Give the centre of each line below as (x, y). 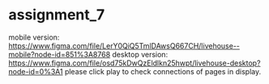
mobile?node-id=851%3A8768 (60, 54)
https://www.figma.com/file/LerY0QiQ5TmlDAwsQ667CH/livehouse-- (124, 45)
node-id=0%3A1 (36, 71)
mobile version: (34, 37)
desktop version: (140, 54)
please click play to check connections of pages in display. (163, 71)
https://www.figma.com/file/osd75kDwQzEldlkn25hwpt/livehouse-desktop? (134, 63)
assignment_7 (57, 15)
